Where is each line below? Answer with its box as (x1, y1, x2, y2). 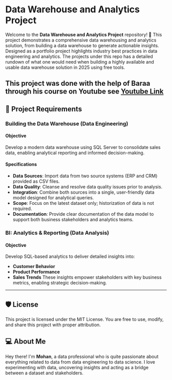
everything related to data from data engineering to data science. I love (5, 358, 155, 365)
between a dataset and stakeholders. (5, 370, 83, 376)
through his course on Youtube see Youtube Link (5, 87, 164, 96)
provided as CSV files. (12, 178, 60, 184)
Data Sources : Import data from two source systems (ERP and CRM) (12, 173, 158, 179)
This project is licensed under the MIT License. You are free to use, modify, (5, 316, 164, 322)
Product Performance (12, 269, 60, 275)
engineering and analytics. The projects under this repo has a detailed (5, 53, 154, 60)
